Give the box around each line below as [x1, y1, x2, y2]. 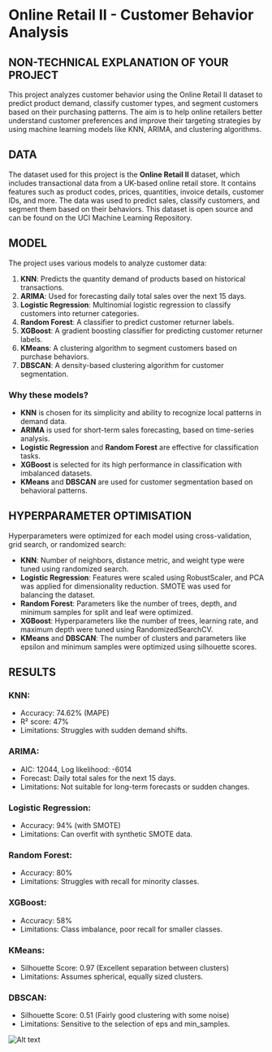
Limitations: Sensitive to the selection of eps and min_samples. [19, 1019, 231, 1029]
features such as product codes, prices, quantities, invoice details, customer [8, 186, 265, 196]
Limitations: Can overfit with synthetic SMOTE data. [19, 829, 193, 839]
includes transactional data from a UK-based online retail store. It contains [8, 178, 257, 188]
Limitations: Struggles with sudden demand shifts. [19, 725, 188, 735]
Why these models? [8, 389, 89, 401]
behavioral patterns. [19, 485, 88, 495]
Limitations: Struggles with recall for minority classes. [19, 877, 200, 887]
